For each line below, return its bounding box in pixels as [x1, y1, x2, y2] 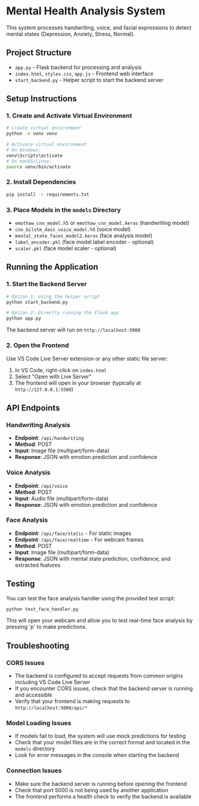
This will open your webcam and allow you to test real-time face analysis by [6, 617, 193, 624]
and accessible [14, 691, 53, 698]
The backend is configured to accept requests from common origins [14, 672, 183, 680]
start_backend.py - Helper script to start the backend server [14, 76, 164, 83]
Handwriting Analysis [6, 421, 71, 429]
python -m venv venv [6, 130, 58, 137]
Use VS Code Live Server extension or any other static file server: [6, 355, 169, 362]
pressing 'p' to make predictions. [6, 623, 87, 631]
